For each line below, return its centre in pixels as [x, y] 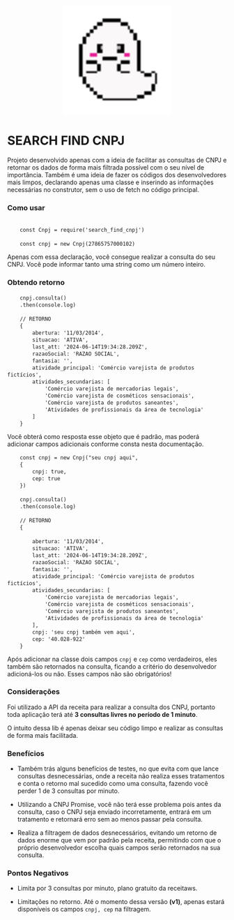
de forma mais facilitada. [43, 735]
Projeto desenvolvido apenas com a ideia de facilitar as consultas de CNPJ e [117, 160]
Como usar [26, 207]
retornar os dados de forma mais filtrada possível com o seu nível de [106, 167]
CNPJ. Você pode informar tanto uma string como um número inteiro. [106, 265]
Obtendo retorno [36, 283]
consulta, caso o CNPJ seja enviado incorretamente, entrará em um [114, 812]
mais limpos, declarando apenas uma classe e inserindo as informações [110, 182]
